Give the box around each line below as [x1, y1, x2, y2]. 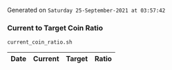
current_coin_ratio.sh [7, 39, 73, 46]
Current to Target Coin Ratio [7, 23, 104, 33]
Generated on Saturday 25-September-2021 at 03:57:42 [7, 6, 166, 14]
